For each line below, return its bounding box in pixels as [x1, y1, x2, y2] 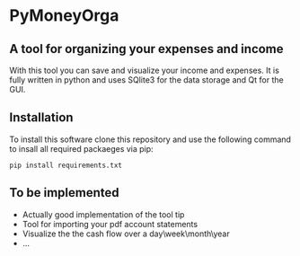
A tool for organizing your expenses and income [9, 41, 285, 57]
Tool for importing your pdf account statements [22, 218, 199, 229]
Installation [9, 110, 74, 126]
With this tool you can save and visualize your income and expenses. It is [9, 65, 280, 75]
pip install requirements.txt [9, 161, 123, 170]
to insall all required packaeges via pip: [9, 143, 154, 154]
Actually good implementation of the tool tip [22, 208, 185, 220]
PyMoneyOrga [9, 5, 119, 26]
